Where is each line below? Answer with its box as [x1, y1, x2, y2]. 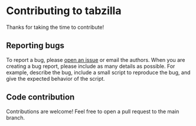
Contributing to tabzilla [6, 4, 122, 18]
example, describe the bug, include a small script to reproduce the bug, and [6, 69, 191, 76]
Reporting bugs [6, 41, 65, 51]
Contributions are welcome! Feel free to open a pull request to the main [6, 108, 179, 115]
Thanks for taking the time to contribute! [6, 24, 104, 31]
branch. [6, 114, 25, 121]
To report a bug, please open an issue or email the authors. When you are [6, 56, 185, 63]
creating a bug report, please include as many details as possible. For [6, 62, 175, 69]
